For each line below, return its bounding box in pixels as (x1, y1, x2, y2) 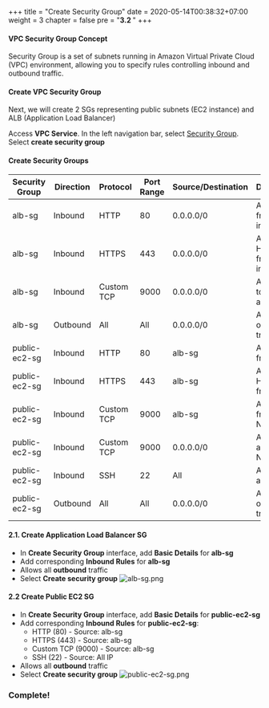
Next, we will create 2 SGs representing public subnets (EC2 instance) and (8, 104, 255, 115)
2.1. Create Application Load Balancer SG (8, 530, 147, 540)
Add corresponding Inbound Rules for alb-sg (19, 556, 171, 566)
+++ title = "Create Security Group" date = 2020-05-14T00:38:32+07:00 (8, 7, 248, 16)
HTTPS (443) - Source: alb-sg (31, 636, 132, 645)
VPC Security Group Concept (8, 34, 108, 43)
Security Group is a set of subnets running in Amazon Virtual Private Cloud (8, 51, 255, 61)
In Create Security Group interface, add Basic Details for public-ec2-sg (19, 610, 260, 620)
